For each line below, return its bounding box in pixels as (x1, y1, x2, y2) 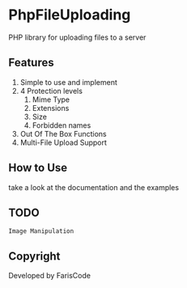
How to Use (8, 161, 68, 175)
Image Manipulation (8, 227, 74, 235)
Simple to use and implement (19, 77, 117, 87)
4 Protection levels (19, 86, 83, 95)
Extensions (32, 103, 70, 112)
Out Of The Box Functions (19, 129, 107, 138)
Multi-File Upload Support (19, 138, 108, 147)
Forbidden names (32, 120, 91, 130)
